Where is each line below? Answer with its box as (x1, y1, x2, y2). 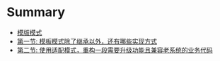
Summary (6, 4, 65, 20)
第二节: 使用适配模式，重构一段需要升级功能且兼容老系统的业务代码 (16, 46, 213, 54)
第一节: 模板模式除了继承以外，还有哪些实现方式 (16, 36, 157, 46)
